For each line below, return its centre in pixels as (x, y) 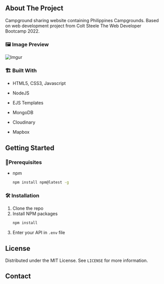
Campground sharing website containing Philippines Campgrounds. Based (82, 20)
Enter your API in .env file (39, 233)
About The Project (34, 8)
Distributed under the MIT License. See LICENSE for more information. (76, 260)
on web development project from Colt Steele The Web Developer (73, 26)
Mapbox (21, 132)
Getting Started (30, 148)
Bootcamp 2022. (23, 31)
